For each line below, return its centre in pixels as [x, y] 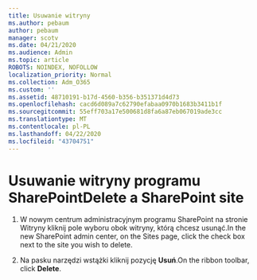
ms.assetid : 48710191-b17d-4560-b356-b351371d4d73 [94, 97]
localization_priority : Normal [60, 75]
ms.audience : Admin [41, 52]
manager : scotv [33, 38]
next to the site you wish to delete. [76, 245]
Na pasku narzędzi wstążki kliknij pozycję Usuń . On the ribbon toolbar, [134, 260]
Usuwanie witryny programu [105, 181]
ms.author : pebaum [39, 23]
